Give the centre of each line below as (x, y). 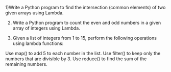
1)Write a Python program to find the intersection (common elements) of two (86, 7)
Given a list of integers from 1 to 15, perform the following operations (85, 38)
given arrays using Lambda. (34, 13)
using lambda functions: (38, 43)
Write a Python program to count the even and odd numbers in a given (87, 23)
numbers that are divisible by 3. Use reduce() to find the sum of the (76, 59)
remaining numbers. (26, 64)
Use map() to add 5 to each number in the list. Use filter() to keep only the (83, 53)
